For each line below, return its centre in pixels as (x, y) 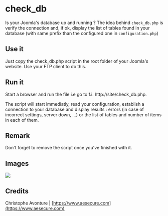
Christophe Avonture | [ (29, 203)
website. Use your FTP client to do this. (46, 66)
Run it (15, 82)
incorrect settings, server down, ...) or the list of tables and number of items (83, 115)
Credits (17, 191)
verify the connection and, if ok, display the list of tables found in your (77, 28)
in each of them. (22, 120)
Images (17, 163)
